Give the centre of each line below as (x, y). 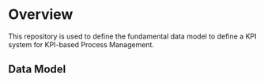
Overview (41, 15)
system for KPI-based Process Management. (81, 44)
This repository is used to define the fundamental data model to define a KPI (132, 36)
